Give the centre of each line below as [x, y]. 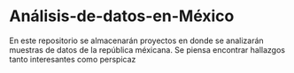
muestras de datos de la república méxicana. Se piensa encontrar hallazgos [147, 49]
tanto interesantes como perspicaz [73, 59]
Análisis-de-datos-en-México [122, 16]
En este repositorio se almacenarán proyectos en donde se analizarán [136, 40]
